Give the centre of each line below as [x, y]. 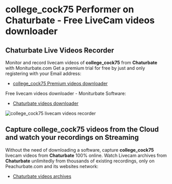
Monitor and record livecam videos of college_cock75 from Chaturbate [81, 62]
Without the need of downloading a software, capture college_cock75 [80, 150]
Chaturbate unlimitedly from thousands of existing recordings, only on [80, 161]
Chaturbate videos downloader [45, 103]
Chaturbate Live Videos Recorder [60, 50]
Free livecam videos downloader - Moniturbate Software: [66, 93]
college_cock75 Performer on [70, 10]
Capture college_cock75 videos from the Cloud [82, 130]
